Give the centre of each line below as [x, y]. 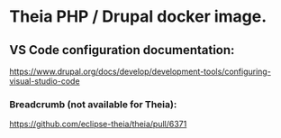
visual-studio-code [45, 81]
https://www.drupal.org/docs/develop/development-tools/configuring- [140, 71]
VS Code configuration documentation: [122, 50]
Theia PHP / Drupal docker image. [138, 17]
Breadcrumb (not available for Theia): [93, 104]
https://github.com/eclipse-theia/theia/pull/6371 [98, 124]
